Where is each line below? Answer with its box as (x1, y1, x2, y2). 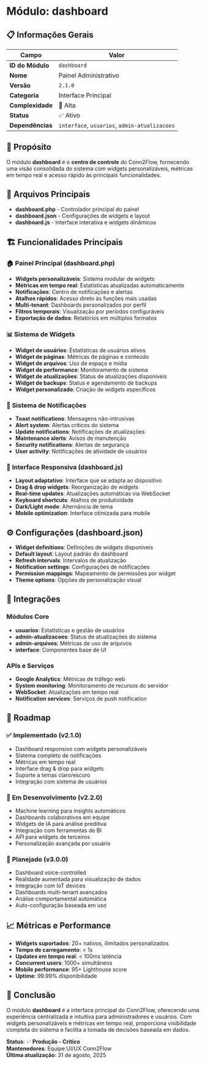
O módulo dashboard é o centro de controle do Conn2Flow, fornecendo (6, 158, 190, 165)
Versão (9, 81, 31, 90)
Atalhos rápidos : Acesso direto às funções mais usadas (15, 295, 157, 302)
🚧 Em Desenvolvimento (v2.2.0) (6, 793, 103, 801)
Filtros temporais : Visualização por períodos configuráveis (15, 308, 165, 315)
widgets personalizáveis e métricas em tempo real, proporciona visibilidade (6, 1019, 197, 1027)
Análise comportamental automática (15, 895, 107, 903)
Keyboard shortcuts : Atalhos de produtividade (15, 497, 134, 504)
